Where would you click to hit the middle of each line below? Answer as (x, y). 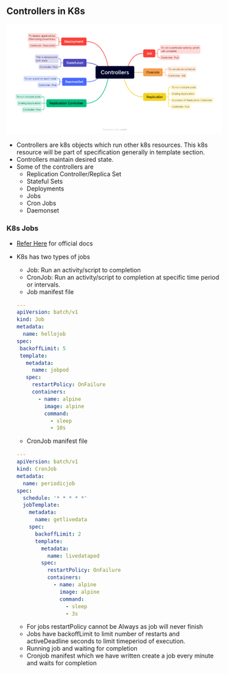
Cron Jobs (41, 203)
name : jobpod (50, 370)
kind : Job (30, 320)
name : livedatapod (73, 556)
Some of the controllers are (55, 167)
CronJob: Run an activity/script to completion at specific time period (123, 277)
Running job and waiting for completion (82, 649)
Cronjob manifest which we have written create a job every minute (120, 656)
